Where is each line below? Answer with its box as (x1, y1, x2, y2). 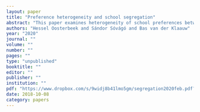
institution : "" (6, 81, 46, 87)
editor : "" (6, 69, 33, 75)
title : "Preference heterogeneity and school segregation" (6, 14, 156, 20)
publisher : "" (6, 75, 42, 81)
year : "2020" (6, 31, 39, 37)
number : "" (6, 47, 33, 53)
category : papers (6, 97, 49, 103)
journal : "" (6, 36, 36, 42)
